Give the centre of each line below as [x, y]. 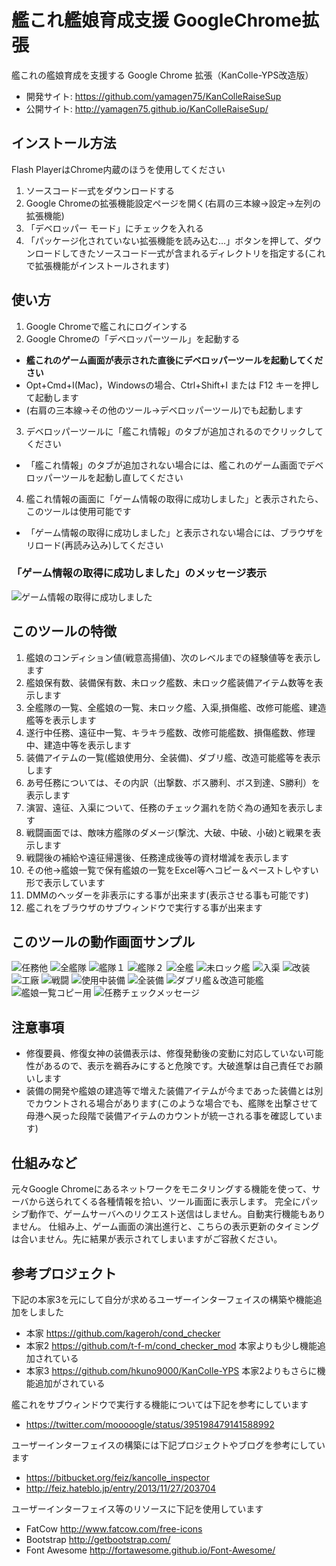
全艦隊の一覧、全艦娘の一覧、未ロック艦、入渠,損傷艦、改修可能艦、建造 [176, 707]
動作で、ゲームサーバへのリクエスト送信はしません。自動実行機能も [168, 1214]
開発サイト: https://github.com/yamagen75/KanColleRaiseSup [153, 96]
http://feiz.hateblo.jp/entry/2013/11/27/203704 [121, 1488]
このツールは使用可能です [78, 511]
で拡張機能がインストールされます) [97, 265]
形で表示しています [65, 882]
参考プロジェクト [64, 1273]
